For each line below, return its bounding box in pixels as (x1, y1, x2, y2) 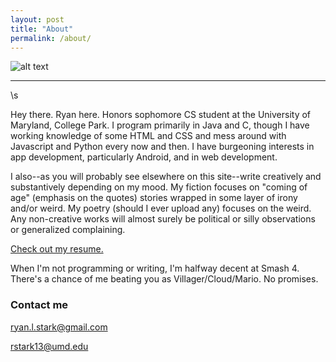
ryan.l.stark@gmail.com (10, 321, 108, 333)
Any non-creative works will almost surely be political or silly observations (10, 213, 316, 225)
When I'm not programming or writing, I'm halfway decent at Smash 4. (10, 262, 300, 275)
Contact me (10, 298, 69, 312)
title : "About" (10, 24, 74, 34)
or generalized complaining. (10, 224, 126, 236)
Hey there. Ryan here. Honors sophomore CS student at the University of (10, 109, 312, 121)
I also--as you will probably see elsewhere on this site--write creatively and (10, 171, 322, 183)
